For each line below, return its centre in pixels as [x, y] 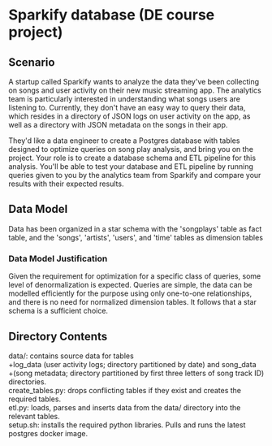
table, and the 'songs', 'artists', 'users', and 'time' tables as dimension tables [136, 237]
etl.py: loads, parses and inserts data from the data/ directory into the [125, 407]
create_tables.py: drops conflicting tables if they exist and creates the [125, 390]
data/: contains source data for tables [71, 356]
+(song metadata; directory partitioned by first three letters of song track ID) [136, 373]
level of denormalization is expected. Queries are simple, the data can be [131, 285]
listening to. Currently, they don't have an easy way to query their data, [127, 108]
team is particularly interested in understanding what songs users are [125, 99]
